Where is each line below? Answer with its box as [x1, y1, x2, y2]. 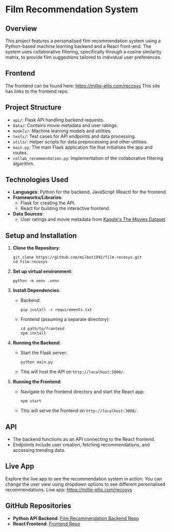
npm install [20, 331, 46, 336]
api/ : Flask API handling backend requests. [12, 117, 105, 123]
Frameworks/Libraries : [12, 194, 63, 201]
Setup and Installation [5, 231, 77, 240]
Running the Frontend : [12, 379, 62, 385]
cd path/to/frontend [20, 326, 65, 331]
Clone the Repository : [12, 245, 61, 251]
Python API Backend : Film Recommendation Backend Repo [12, 515, 139, 521]
